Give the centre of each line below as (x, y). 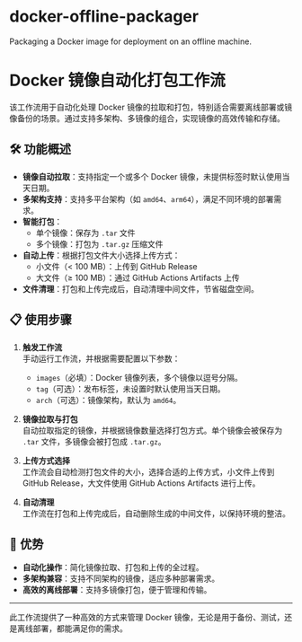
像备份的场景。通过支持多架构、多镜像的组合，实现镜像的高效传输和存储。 (147, 118)
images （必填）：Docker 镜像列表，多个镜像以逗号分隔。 (139, 377)
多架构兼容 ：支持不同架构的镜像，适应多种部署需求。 (121, 579)
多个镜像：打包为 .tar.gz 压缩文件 (99, 243)
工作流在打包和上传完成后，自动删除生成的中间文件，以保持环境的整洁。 (156, 513)
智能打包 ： (42, 221)
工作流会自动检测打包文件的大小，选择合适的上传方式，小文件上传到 (148, 471)
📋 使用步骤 (41, 320)
